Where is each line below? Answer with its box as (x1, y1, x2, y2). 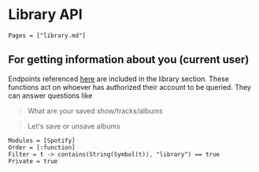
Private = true (8, 157, 58, 165)
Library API (8, 6, 83, 24)
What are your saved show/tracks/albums (27, 106, 163, 115)
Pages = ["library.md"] (8, 32, 87, 39)
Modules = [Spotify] (8, 136, 76, 144)
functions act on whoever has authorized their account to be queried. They (8, 82, 252, 92)
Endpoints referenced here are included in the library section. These (8, 73, 230, 84)
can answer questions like (8, 91, 93, 100)
